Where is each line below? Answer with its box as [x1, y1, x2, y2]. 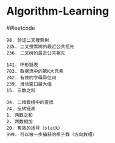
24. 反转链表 [6, 105, 36, 111]
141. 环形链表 [6, 62, 38, 68]
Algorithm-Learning [6, 4, 110, 18]
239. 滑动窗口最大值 [6, 81, 52, 87]
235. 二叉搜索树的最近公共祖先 [6, 44, 75, 50]
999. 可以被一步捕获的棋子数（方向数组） [6, 131, 97, 138]
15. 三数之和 [6, 87, 36, 93]
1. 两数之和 [6, 112, 33, 118]
